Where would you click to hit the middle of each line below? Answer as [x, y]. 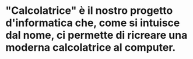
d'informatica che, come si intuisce [93, 23]
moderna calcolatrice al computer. [91, 48]
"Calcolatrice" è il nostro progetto [89, 11]
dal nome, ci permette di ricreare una [96, 35]
